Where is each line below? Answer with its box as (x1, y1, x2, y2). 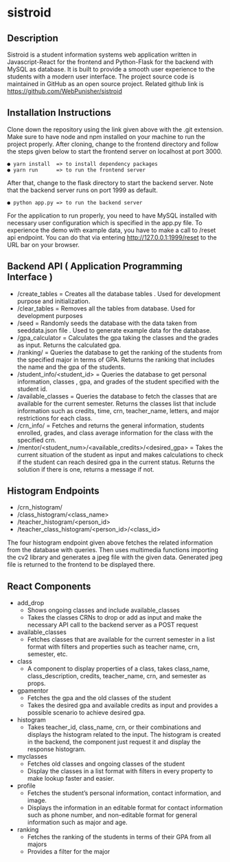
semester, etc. (27, 650, 68, 658)
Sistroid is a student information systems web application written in (7, 50, 197, 59)
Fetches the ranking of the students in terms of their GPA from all (27, 833, 211, 841)
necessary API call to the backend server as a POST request (27, 621, 198, 629)
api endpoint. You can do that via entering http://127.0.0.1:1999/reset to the (7, 233, 218, 242)
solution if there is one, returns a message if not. (16, 465, 154, 473)
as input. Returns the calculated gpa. (16, 341, 122, 349)
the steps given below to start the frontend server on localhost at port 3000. (7, 147, 222, 156)
